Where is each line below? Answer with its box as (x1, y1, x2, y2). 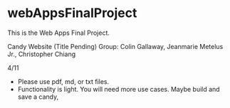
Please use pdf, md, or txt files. (17, 77, 110, 86)
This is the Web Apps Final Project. (7, 28, 110, 37)
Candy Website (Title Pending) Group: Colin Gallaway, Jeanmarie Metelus (7, 42, 224, 50)
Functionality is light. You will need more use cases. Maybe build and (17, 85, 220, 93)
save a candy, (17, 92, 59, 101)
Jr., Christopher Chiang (7, 50, 76, 58)
